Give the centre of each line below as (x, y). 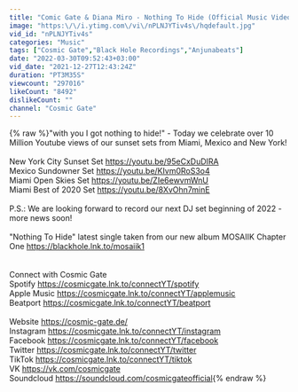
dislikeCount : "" (41, 100)
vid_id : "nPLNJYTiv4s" (51, 34)
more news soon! (41, 218)
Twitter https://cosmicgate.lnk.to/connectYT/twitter (103, 350)
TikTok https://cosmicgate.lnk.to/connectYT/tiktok (101, 359)
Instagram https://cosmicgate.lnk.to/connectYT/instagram (115, 331)
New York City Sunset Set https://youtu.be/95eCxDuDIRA (114, 161)
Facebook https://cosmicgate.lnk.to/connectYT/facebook (114, 341)
